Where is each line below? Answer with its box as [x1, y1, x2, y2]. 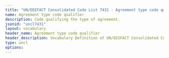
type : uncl [5, 40, 28, 45]
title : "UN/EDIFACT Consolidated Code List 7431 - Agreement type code [5, 7, 158, 13]
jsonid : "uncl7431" [5, 21, 46, 27]
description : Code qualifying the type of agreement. [5, 17, 121, 22]
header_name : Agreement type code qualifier [5, 31, 100, 36]
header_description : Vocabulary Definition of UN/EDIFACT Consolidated [5, 36, 158, 41]
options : [5, 45, 24, 50]
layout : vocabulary [5, 26, 46, 31]
